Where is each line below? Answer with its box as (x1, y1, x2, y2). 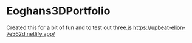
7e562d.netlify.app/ (6, 30, 55, 37)
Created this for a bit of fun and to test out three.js (6, 24, 132, 31)
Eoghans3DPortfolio (6, 4, 111, 18)
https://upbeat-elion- (133, 24, 186, 31)
